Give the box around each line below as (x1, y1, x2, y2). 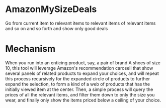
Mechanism (5, 43, 56, 55)
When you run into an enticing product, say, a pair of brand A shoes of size (5, 59, 161, 66)
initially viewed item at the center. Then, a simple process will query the (5, 86, 153, 92)
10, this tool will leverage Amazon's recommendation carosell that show (5, 65, 153, 71)
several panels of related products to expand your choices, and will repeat (5, 70, 159, 76)
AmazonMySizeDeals (5, 4, 97, 15)
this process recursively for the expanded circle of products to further (5, 75, 150, 81)
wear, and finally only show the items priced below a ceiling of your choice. (5, 97, 161, 103)
